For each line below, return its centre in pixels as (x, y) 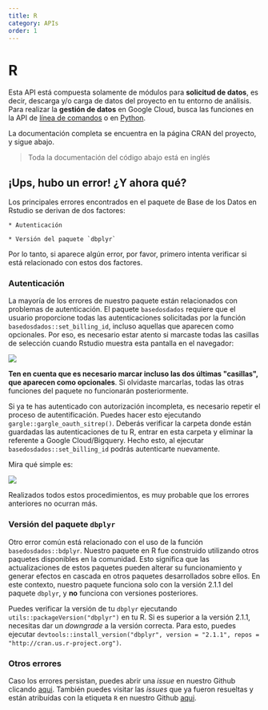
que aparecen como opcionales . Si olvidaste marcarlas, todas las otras (126, 382)
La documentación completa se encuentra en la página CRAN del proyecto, (132, 134)
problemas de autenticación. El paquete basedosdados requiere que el (122, 309)
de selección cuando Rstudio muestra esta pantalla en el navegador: (121, 343)
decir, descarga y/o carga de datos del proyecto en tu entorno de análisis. (130, 101)
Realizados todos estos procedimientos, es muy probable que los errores (129, 495)
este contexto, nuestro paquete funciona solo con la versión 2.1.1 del (121, 584)
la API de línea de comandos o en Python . (77, 118)
